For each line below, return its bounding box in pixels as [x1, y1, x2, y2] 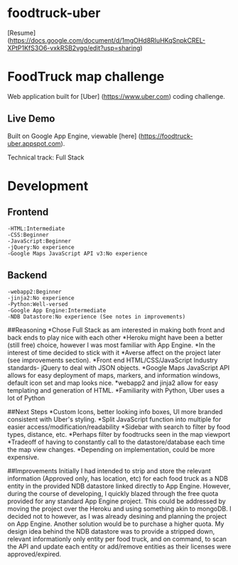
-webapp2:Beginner [7, 288, 62, 295]
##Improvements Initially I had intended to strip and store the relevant [7, 466, 211, 475]
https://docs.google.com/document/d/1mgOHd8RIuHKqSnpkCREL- [9, 36, 206, 44]
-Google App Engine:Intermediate [7, 307, 107, 314]
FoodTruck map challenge [7, 69, 165, 85]
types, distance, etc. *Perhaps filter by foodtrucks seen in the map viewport [7, 430, 231, 438]
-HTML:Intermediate [7, 225, 65, 232]
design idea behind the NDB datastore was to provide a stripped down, [7, 527, 215, 535]
